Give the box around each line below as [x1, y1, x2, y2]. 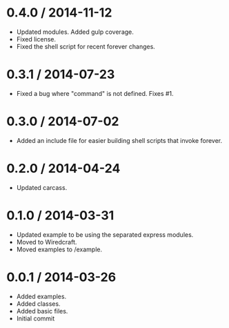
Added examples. [16, 292, 67, 300]
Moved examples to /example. [16, 245, 103, 253]
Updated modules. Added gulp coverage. [16, 28, 134, 36]
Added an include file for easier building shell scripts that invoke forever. [16, 136, 222, 144]
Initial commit [16, 314, 55, 322]
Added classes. [16, 299, 61, 308]
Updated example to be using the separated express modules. [16, 230, 194, 239]
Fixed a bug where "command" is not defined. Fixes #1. [16, 89, 174, 97]
